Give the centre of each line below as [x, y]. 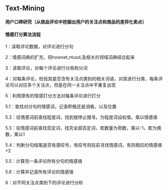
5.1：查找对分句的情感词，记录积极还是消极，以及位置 [61, 107]
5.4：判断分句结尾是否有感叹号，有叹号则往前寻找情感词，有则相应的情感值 [84, 145]
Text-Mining [25, 8]
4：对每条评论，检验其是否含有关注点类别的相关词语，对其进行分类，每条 [82, 79]
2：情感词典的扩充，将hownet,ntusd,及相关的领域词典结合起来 [70, 57]
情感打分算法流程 [23, 34]
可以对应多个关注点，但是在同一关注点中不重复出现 [63, 85]
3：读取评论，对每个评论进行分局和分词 [46, 68]
